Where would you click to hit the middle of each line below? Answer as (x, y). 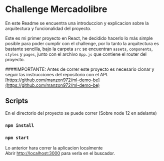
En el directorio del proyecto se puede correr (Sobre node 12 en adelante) (81, 113)
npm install (20, 125)
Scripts (17, 101)
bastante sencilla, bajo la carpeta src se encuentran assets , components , (79, 49)
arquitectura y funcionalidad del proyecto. (48, 28)
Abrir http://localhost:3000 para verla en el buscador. (60, 153)
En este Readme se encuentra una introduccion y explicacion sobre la (77, 23)
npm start (17, 137)
